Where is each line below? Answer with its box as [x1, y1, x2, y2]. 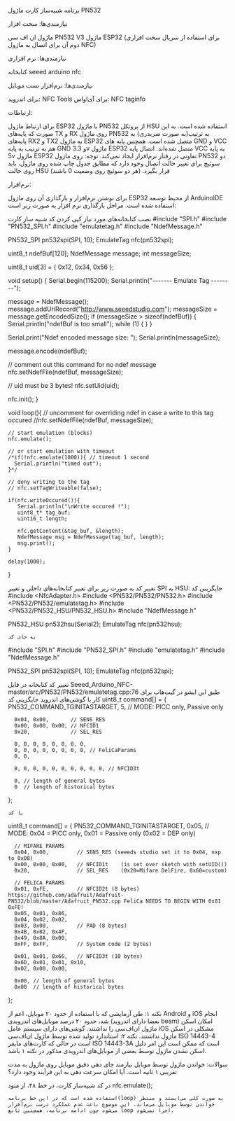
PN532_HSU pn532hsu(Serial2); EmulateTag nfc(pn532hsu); [8, 620, 183, 628]
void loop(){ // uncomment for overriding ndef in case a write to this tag [8, 409, 214, 417]
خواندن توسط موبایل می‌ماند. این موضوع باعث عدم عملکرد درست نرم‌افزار [8, 1101, 215, 1108]
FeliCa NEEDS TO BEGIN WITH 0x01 [123, 898, 221, 905]
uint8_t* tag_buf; [17, 509, 71, 516]
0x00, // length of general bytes [14, 977, 115, 984]
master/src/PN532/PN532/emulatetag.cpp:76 [8, 688, 139, 696]
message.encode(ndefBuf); [8, 347, 87, 355]
